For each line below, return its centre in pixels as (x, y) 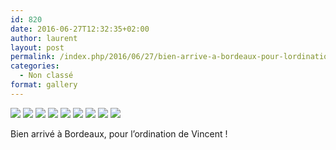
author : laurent (44, 38)
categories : (35, 66)
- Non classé (46, 76)
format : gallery (44, 85)
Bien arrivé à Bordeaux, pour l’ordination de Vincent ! (119, 133)
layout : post (37, 47)
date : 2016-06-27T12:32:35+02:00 (80, 29)
